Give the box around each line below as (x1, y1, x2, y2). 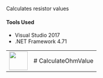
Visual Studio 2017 (14, 32, 60, 39)
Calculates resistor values (6, 5, 69, 12)
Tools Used (6, 18, 34, 25)
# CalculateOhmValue (33, 57, 94, 65)
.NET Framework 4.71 (14, 38, 67, 45)
